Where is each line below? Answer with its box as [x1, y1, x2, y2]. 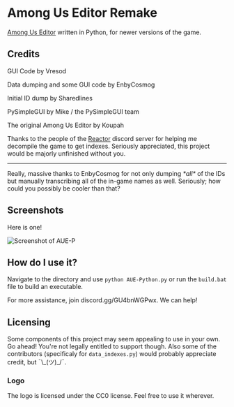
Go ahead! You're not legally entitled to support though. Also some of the [7, 342, 217, 350]
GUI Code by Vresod [7, 66, 67, 75]
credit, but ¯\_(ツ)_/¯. [7, 358, 67, 367]
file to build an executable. [7, 283, 84, 291]
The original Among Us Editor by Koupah [7, 121, 124, 129]
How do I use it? [7, 256, 78, 268]
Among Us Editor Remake [7, 5, 158, 21]
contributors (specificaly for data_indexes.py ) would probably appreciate [7, 350, 217, 358]
